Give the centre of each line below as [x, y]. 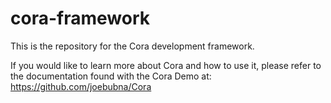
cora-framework [80, 18]
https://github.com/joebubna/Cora [81, 86]
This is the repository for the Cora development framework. [132, 46]
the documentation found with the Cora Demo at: [111, 76]
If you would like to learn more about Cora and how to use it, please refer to [166, 65]
